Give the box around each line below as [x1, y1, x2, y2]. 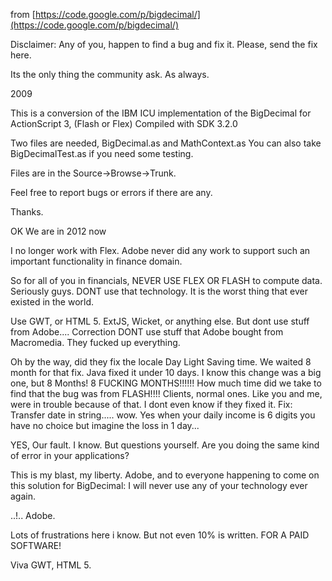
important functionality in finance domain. [10, 255, 183, 267]
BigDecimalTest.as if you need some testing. [10, 148, 194, 159]
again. [10, 490, 37, 502]
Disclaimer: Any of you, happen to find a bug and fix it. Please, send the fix [10, 39, 318, 50]
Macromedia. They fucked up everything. [10, 337, 181, 348]
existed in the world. [10, 296, 95, 308]
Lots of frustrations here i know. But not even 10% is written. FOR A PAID [10, 529, 310, 541]
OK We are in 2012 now [10, 225, 107, 237]
